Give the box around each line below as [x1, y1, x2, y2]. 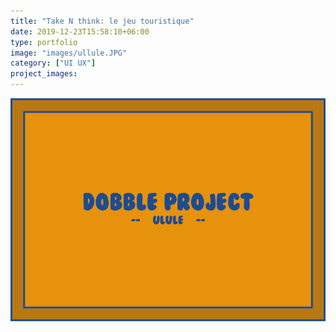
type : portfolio [10, 37, 78, 47]
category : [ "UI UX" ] [10, 58, 97, 69]
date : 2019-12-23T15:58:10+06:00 [10, 26, 150, 37]
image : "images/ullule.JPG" [10, 48, 128, 58]
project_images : [10, 69, 78, 79]
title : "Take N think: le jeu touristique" [10, 16, 195, 26]
